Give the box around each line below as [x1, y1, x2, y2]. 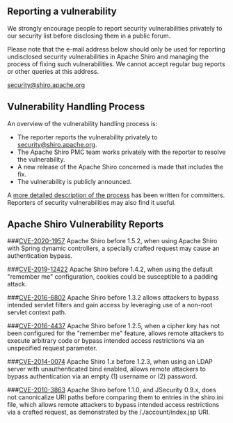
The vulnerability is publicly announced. [17, 177, 132, 185]
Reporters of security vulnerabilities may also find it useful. [7, 198, 176, 206]
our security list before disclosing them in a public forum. [7, 31, 171, 40]
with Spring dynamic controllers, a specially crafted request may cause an [7, 244, 220, 253]
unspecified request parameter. [7, 344, 97, 353]
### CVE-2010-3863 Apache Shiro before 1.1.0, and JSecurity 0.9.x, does [7, 386, 217, 394]
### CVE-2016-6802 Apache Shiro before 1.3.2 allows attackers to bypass [7, 293, 219, 302]
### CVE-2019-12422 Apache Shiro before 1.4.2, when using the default [7, 265, 214, 274]
